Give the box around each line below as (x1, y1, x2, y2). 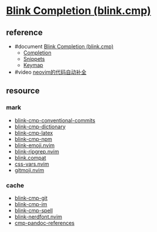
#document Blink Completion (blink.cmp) (14, 43, 114, 50)
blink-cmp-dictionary (14, 123, 66, 130)
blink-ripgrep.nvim (14, 148, 60, 155)
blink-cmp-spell (14, 207, 53, 214)
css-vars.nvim (14, 160, 49, 168)
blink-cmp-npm (14, 135, 53, 142)
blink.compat (14, 154, 46, 161)
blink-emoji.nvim (14, 142, 55, 149)
